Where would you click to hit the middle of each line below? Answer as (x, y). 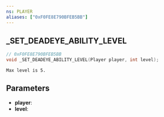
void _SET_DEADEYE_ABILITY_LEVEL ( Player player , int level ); (83, 60)
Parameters (28, 88)
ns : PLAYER (19, 11)
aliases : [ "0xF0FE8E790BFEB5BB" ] (47, 17)
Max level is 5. (26, 71)
